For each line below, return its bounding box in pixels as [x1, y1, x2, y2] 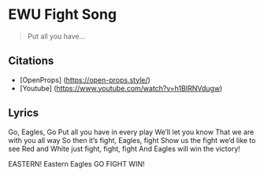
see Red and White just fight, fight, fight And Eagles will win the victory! [8, 144, 240, 153]
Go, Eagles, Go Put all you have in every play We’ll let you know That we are [8, 127, 255, 137]
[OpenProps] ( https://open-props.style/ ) [19, 75, 151, 84]
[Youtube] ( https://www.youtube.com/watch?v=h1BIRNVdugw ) [19, 83, 223, 93]
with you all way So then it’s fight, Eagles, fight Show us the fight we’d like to [8, 135, 256, 145]
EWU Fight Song [8, 5, 117, 24]
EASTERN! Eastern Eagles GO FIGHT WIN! [8, 159, 145, 168]
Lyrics [8, 106, 39, 119]
